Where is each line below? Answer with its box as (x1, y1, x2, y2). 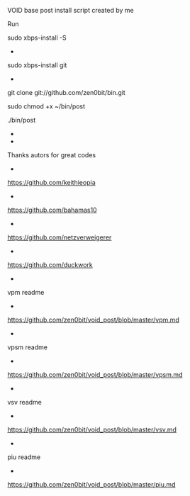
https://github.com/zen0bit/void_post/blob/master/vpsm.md (7, 371, 183, 378)
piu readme (7, 453, 41, 461)
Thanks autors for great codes (7, 151, 96, 159)
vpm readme (7, 288, 45, 296)
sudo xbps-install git (7, 61, 67, 69)
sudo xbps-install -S (7, 33, 67, 42)
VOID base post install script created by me (7, 6, 135, 14)
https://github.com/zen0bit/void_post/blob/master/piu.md (7, 480, 176, 488)
